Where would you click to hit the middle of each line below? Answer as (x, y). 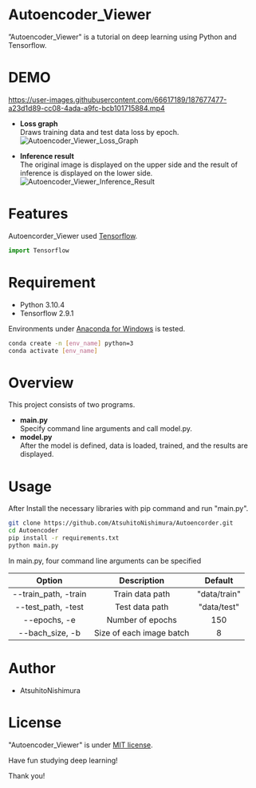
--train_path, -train (49, 594)
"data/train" (219, 594)
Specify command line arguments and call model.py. (106, 429)
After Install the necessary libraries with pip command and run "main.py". (128, 509)
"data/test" (219, 607)
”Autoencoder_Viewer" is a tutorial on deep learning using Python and (122, 37)
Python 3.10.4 (42, 304)
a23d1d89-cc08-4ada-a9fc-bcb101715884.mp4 (87, 108)
